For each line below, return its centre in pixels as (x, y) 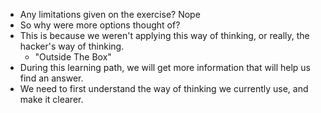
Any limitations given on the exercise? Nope (110, 14)
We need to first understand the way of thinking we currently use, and (164, 88)
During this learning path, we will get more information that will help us (165, 67)
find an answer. (51, 78)
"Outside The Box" (73, 57)
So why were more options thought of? (100, 25)
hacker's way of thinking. (72, 46)
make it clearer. (51, 99)
